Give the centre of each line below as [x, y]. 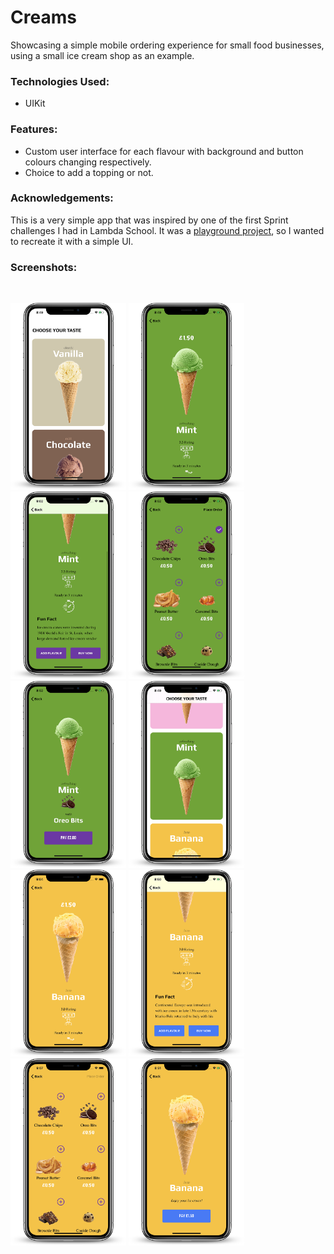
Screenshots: [44, 267]
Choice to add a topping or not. [89, 172]
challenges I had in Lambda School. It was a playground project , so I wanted [167, 230]
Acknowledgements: [62, 198]
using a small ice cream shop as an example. [102, 55]
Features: [34, 129]
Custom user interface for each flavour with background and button [164, 151]
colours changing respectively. [88, 162]
